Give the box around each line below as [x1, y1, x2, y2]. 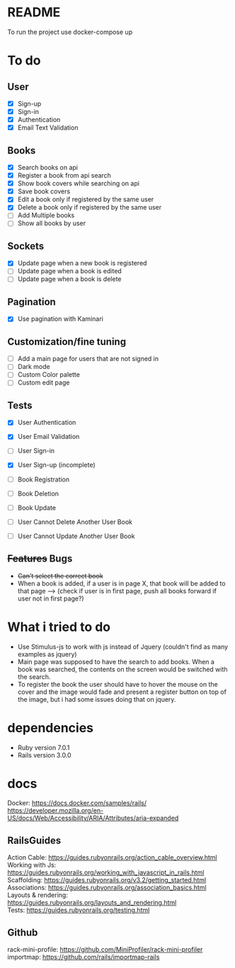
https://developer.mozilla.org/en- [7, 807, 104, 815]
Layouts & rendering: [7, 891, 69, 899]
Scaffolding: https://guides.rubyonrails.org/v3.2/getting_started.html [7, 876, 207, 884]
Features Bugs [7, 553, 73, 565]
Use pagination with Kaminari [17, 314, 104, 323]
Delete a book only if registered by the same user [17, 203, 162, 212]
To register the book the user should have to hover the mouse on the [17, 680, 218, 688]
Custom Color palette [17, 370, 80, 379]
